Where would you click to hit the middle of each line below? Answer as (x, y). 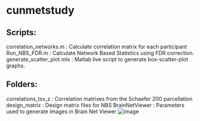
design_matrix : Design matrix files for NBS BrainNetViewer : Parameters (95, 105)
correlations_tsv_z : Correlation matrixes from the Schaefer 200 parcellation (99, 98)
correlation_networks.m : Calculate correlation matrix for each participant (97, 46)
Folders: (22, 84)
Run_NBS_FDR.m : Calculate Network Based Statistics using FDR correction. (100, 53)
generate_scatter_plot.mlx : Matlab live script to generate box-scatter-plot (97, 59)
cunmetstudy (40, 10)
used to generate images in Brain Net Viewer (61, 111)
